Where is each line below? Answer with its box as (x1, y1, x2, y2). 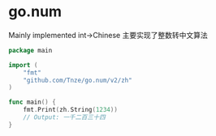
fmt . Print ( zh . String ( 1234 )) (23, 106, 118, 114)
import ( (8, 61, 38, 69)
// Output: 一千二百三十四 (23, 113, 106, 121)
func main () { (8, 98, 57, 107)
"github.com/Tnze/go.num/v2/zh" (23, 76, 132, 84)
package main (8, 46, 53, 54)
